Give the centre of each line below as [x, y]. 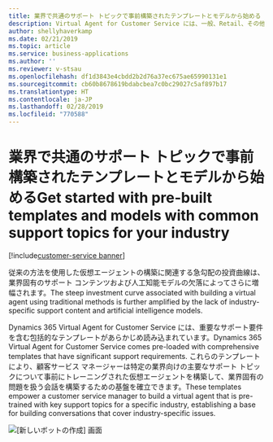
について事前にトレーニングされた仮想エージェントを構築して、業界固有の [139, 376]
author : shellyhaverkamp [50, 31]
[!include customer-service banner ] [67, 255]
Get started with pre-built [125, 198]
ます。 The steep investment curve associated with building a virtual [143, 292]
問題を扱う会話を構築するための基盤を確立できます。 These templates [125, 387]
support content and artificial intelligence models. [120, 310]
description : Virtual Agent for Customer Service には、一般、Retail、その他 [137, 24]
